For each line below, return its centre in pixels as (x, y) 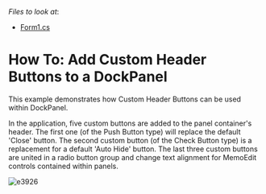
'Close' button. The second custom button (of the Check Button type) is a (130, 140)
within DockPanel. (38, 107)
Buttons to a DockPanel (88, 77)
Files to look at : (34, 12)
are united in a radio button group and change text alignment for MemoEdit (133, 157)
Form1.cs (35, 27)
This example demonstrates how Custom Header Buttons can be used (125, 99)
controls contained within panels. (64, 166)
